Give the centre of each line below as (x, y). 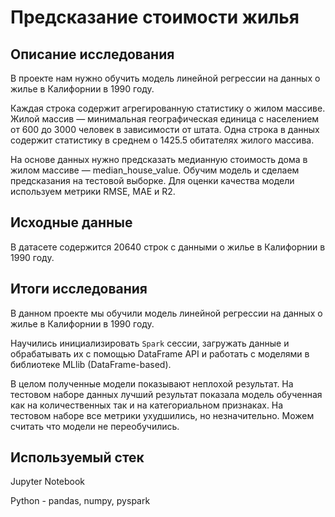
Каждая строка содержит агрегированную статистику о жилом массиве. (168, 108)
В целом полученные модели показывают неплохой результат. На (152, 383)
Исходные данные (71, 222)
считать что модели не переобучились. (95, 426)
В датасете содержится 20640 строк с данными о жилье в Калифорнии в (168, 247)
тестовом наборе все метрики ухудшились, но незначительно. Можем (162, 415)
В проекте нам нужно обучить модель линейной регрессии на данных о (165, 78)
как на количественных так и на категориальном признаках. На (147, 405)
